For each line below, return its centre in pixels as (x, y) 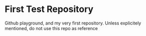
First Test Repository (49, 9)
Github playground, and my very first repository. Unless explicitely (73, 23)
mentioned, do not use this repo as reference (51, 28)
